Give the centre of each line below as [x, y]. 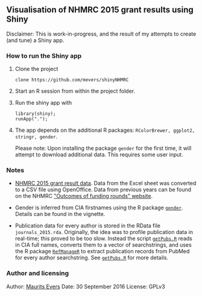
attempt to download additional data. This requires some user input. [99, 155]
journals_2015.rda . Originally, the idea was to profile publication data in [104, 232]
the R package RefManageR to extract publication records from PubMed [102, 251]
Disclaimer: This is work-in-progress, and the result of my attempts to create [101, 34]
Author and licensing [38, 273]
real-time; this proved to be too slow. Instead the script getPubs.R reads [104, 239]
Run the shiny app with [43, 103]
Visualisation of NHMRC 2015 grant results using [100, 10]
